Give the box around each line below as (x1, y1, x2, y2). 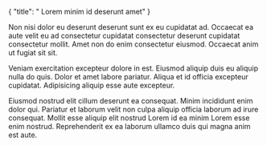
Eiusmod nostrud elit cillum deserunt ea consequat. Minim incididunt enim (8, 96, 253, 105)
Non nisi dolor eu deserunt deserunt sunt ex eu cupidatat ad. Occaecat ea (8, 22, 254, 31)
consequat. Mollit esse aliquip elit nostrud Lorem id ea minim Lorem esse (8, 113, 250, 123)
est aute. (8, 130, 38, 140)
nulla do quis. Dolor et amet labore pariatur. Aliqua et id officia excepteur (8, 72, 249, 81)
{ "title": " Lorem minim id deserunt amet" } (8, 7, 151, 16)
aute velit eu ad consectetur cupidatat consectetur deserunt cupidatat (8, 31, 240, 40)
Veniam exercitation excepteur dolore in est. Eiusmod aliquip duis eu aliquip (8, 63, 259, 73)
